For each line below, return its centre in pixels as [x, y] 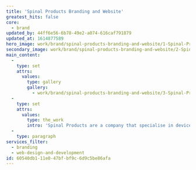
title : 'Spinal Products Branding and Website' [65, 11]
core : [13, 22]
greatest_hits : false [32, 17]
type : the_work [45, 120]
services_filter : [27, 142]
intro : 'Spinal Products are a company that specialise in [100, 126]
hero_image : [20, 44]
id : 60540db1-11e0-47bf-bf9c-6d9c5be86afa [58, 158]
